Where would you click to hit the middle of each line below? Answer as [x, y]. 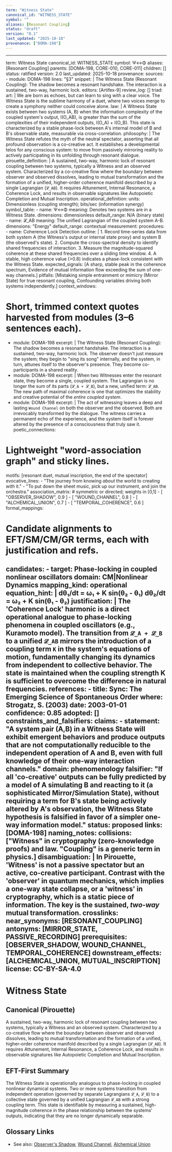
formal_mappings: [25, 508]
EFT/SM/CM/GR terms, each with [78, 539]
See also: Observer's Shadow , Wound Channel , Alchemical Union [82, 1144]
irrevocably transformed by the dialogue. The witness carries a [79, 413]
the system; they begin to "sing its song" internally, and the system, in [87, 359]
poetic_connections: [34, 429]
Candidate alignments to [59, 528]
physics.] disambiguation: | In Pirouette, [71, 857]
